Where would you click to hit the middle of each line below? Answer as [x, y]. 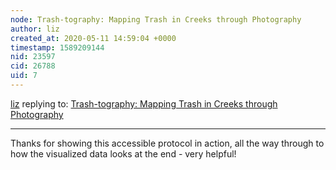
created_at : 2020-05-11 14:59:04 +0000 [93, 38]
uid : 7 [24, 76]
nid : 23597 [33, 57]
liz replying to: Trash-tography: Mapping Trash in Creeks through [144, 103]
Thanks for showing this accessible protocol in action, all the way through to [167, 143]
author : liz [35, 29]
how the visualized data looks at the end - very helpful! [123, 153]
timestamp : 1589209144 [57, 47]
